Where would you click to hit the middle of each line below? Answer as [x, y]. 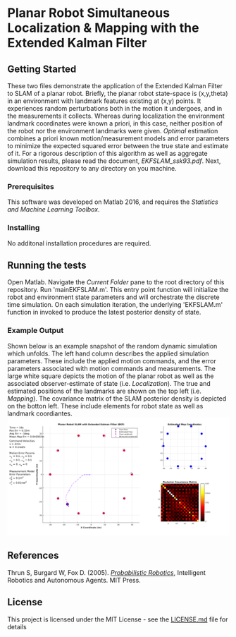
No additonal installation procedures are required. [79, 243]
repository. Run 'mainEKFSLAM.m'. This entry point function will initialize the [118, 290]
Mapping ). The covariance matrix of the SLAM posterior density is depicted [117, 398]
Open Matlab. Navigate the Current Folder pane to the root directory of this [116, 282]
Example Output [36, 331]
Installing [24, 228]
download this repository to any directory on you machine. [92, 168]
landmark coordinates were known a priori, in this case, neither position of [115, 123]
